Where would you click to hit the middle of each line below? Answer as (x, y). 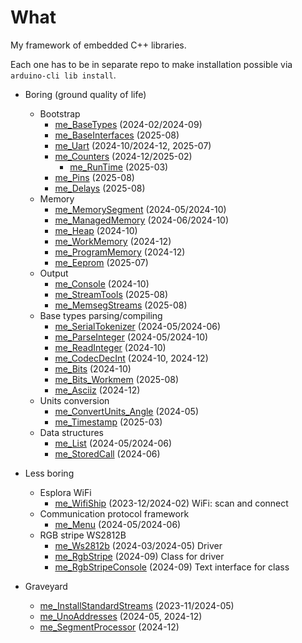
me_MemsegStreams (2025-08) (121, 305)
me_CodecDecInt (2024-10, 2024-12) (131, 358)
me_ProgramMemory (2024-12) (120, 252)
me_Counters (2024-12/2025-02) (123, 156)
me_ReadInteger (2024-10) (110, 347)
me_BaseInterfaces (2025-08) (117, 135)
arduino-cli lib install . (63, 75)
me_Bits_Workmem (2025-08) (117, 379)
